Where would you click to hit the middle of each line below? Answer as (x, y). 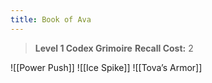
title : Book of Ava (51, 19)
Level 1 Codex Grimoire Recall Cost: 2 (114, 48)
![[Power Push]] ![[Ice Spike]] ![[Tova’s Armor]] (106, 67)
